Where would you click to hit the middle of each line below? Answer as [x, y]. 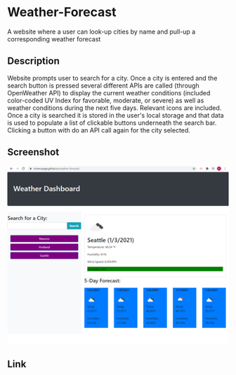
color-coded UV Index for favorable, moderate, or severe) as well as [106, 100]
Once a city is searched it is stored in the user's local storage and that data [116, 115]
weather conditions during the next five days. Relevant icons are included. [114, 108]
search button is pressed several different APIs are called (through [103, 86]
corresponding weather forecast [54, 39]
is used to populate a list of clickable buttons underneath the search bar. [112, 123]
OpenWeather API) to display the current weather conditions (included [109, 93]
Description [33, 61]
